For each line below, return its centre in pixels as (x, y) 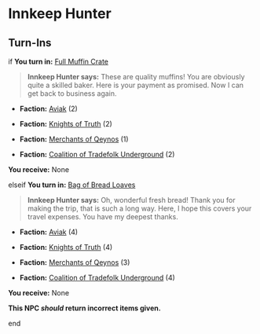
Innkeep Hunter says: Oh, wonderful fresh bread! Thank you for (131, 200)
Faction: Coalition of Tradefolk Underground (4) (97, 277)
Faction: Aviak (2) (49, 108)
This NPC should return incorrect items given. (84, 308)
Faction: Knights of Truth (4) (66, 247)
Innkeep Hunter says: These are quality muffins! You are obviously (136, 77)
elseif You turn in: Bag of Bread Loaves (72, 185)
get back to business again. (72, 94)
